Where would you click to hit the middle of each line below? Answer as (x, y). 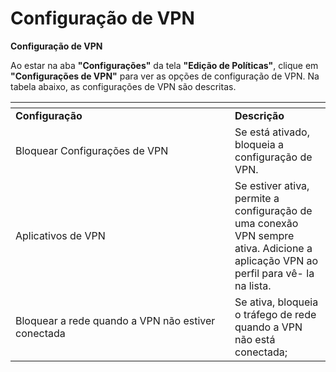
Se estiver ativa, (272, 185)
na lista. (253, 285)
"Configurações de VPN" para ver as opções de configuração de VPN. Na (165, 76)
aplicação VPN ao (276, 260)
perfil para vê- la (274, 273)
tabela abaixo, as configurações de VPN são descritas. (123, 86)
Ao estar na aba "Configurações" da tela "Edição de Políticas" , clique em (164, 65)
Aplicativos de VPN (60, 235)
